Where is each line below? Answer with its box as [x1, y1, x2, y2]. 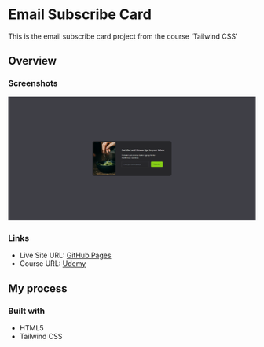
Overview [8, 54, 57, 68]
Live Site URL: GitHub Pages [19, 250, 112, 260]
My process [8, 282, 68, 295]
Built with [8, 305, 46, 316]
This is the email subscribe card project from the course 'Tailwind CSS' [8, 31, 238, 41]
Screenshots [8, 78, 58, 89]
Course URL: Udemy [19, 259, 86, 268]
